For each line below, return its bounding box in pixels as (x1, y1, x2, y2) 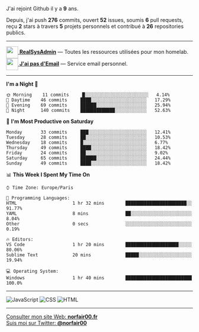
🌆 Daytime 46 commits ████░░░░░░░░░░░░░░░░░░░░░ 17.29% (6, 97, 171, 103)
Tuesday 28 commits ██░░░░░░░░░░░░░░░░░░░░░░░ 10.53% (6, 134, 171, 140)
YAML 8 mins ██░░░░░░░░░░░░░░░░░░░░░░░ (6, 211, 192, 217)
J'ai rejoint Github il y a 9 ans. (6, 5, 79, 12)
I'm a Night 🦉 (6, 80, 38, 88)
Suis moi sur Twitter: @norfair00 (6, 320, 87, 326)
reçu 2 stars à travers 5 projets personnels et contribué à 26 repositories (6, 23, 184, 30)
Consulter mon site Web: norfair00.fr (6, 313, 98, 320)
